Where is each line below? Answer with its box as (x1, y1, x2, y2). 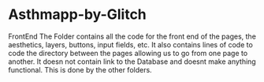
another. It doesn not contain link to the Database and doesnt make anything (8, 57, 256, 66)
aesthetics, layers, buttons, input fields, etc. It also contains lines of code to (8, 39, 254, 49)
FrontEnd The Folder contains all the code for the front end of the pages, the (8, 32, 256, 41)
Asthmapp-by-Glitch (8, 6, 147, 24)
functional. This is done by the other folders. (8, 65, 152, 74)
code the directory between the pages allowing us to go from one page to (8, 48, 248, 58)
